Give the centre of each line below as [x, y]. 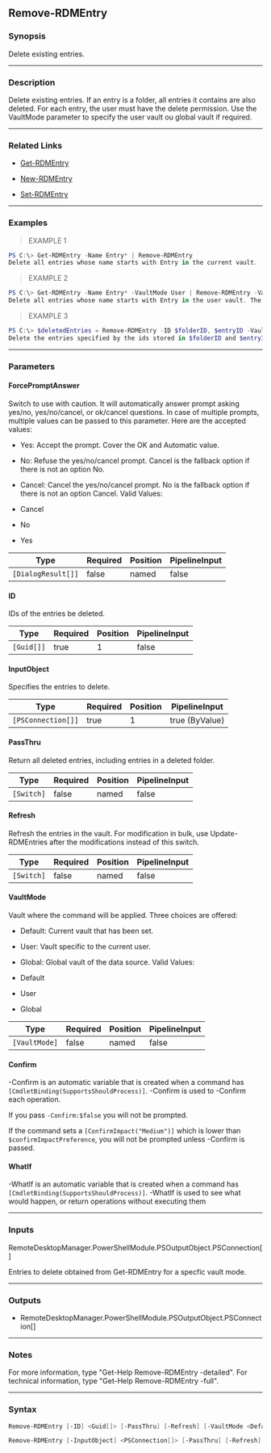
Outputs [25, 1300]
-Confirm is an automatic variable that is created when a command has [126, 1082]
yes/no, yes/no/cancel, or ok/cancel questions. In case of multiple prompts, [134, 412]
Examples [28, 223]
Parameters [31, 366]
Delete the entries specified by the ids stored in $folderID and [122, 338]
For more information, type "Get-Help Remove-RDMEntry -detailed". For [128, 1372]
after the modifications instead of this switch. [125, 842]
